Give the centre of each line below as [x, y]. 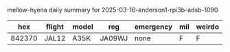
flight [55, 27]
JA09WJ [114, 38]
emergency [153, 27]
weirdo [208, 27]
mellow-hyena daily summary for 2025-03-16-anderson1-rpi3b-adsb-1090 [113, 10]
